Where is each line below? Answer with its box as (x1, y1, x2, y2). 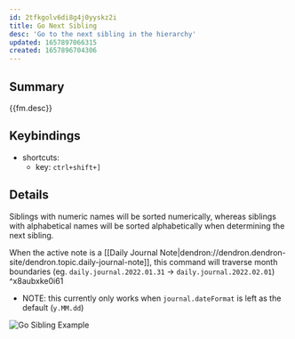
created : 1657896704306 (9, 46, 98, 55)
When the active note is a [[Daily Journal (9, 246, 158, 258)
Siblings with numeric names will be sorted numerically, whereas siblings (9, 211, 277, 222)
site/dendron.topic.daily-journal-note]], (9, 256, 153, 267)
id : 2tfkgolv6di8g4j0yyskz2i (9, 12, 117, 22)
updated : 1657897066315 (9, 37, 98, 47)
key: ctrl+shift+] (35, 161, 101, 172)
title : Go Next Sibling (9, 21, 98, 30)
